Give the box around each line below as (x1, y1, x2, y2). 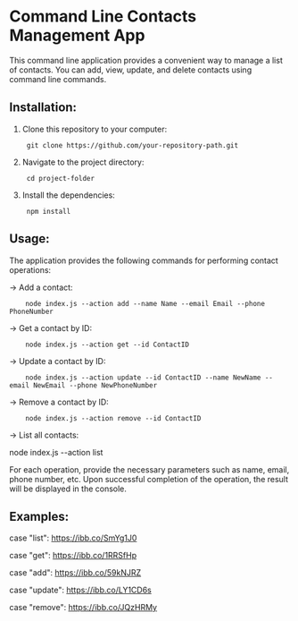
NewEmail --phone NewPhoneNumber (32, 380, 158, 390)
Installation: (9, 100, 78, 115)
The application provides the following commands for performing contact (9, 255, 278, 266)
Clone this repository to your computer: (21, 123, 168, 134)
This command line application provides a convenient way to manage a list (9, 55, 283, 65)
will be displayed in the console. (9, 483, 128, 494)
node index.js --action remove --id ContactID (25, 413, 202, 422)
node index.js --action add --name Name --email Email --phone (25, 299, 266, 308)
